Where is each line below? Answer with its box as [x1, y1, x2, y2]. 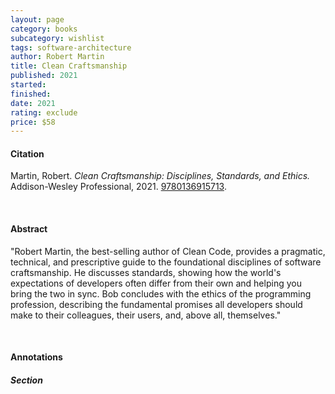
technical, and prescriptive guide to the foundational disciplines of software [10, 256, 322, 268]
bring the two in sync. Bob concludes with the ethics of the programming [10, 287, 312, 300]
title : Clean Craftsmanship [10, 61, 128, 71]
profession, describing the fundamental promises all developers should [10, 298, 303, 310]
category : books [10, 24, 78, 34]
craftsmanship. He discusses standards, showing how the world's [10, 266, 282, 278]
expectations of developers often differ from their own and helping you [10, 277, 302, 289]
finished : [10, 89, 52, 99]
